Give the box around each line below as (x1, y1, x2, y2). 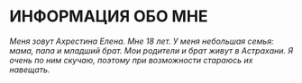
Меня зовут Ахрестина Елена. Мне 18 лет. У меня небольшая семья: (9, 36, 274, 46)
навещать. (9, 64, 50, 75)
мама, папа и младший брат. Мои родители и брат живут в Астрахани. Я (9, 45, 294, 55)
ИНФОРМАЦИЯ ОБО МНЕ (9, 6, 209, 27)
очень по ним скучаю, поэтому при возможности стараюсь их (9, 54, 253, 65)
